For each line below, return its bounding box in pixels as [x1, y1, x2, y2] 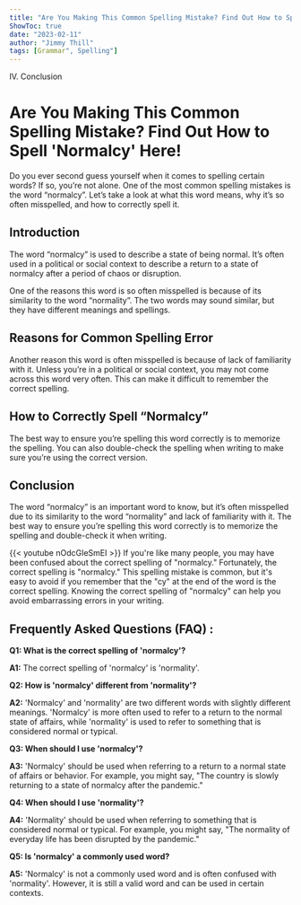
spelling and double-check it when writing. [9, 531, 168, 541]
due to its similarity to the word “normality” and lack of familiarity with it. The [9, 511, 292, 522]
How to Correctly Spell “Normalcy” [9, 409, 209, 425]
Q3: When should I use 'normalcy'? [9, 743, 143, 754]
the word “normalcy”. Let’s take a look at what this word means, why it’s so [9, 189, 285, 200]
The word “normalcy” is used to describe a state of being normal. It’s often [9, 249, 285, 259]
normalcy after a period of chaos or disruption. [9, 268, 182, 278]
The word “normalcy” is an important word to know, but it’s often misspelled [9, 502, 289, 513]
